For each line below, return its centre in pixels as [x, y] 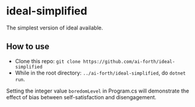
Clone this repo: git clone [48, 61]
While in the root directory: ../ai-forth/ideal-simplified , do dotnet [100, 73]
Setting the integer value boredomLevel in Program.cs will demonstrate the [98, 91]
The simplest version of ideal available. [55, 28]
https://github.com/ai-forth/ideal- [129, 61]
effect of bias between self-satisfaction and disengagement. [82, 97]
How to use [28, 47]
